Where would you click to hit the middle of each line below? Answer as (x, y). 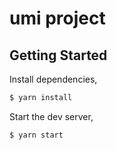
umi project (57, 18)
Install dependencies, (53, 79)
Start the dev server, (51, 116)
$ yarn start (36, 135)
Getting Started (58, 55)
